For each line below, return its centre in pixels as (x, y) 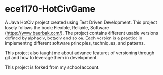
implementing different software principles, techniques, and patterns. (75, 43)
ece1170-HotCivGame (50, 9)
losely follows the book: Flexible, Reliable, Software (57, 27)
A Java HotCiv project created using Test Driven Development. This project (81, 22)
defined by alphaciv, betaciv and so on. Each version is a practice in (74, 38)
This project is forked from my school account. (52, 67)
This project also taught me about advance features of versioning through (80, 53)
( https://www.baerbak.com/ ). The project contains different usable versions (81, 33)
